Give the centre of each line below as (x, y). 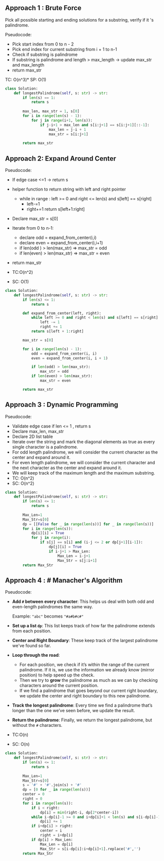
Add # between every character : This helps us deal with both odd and (83, 601)
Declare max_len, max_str (38, 431)
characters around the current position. (59, 686)
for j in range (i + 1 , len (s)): (62, 120)
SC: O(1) (20, 282)
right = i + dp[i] (56, 835)
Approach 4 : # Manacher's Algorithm (64, 580)
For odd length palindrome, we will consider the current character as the (85, 452)
